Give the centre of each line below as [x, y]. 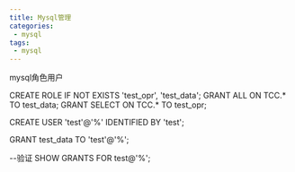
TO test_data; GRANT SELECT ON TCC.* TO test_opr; [108, 105]
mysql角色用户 [36, 78]
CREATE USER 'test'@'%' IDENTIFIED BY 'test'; [97, 123]
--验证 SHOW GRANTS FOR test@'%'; [80, 159]
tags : [19, 43]
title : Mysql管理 [40, 17]
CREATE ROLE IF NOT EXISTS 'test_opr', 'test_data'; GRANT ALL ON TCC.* [148, 96]
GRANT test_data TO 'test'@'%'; [69, 140]
